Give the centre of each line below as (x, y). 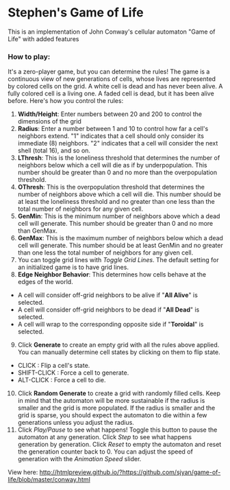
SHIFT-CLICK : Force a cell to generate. (73, 373)
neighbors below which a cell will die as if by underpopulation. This (112, 165)
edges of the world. (46, 282)
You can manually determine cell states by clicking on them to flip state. (119, 352)
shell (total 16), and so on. (54, 151)
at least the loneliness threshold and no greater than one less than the (116, 202)
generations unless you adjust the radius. (76, 423)
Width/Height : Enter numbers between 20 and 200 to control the (110, 114)
